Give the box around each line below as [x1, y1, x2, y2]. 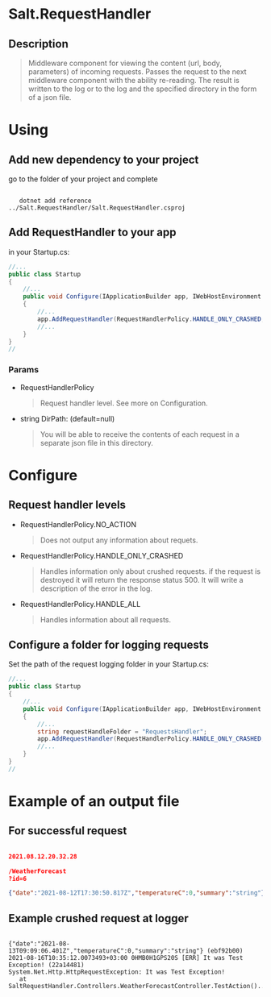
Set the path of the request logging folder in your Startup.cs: [8, 659, 210, 669]
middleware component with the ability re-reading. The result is [27, 76, 240, 85]
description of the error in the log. [40, 584, 153, 593]
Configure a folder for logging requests [8, 638, 210, 651]
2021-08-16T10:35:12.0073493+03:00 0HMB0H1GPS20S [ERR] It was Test [8, 954, 244, 962]
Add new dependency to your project [8, 152, 199, 166]
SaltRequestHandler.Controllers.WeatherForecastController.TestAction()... [8, 982, 269, 991]
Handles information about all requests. [40, 614, 172, 625]
